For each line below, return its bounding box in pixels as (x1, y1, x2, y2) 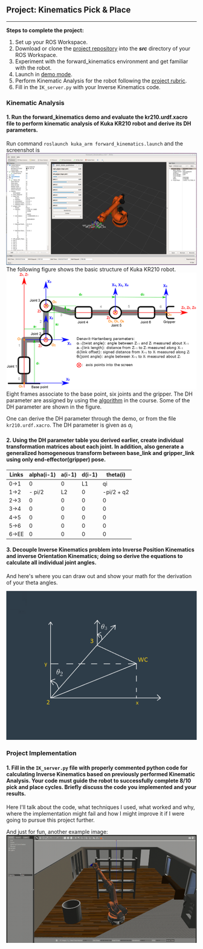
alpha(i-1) (29, 471, 56, 478)
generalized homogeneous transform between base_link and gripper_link (6, 450, 195, 457)
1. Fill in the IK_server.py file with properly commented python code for (6, 764, 188, 771)
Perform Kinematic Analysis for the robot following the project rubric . (14, 77, 187, 84)
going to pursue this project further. (6, 816, 95, 824)
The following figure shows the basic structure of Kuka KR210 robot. (6, 266, 176, 273)
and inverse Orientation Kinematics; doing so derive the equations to (6, 553, 183, 560)
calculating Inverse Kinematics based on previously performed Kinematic (6, 771, 195, 778)
